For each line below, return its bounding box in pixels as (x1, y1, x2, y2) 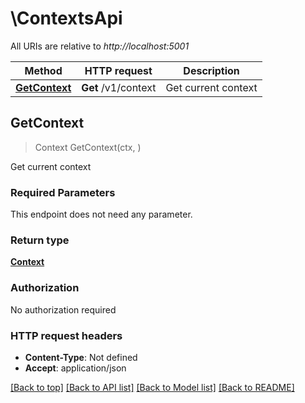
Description (183, 63, 240, 77)
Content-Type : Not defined (24, 351, 138, 363)
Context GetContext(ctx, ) (34, 141, 142, 153)
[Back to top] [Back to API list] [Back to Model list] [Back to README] (10, 381, 295, 393)
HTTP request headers (10, 328, 123, 342)
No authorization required (10, 303, 117, 316)
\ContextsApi (10, 7, 123, 30)
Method (24, 63, 63, 77)
